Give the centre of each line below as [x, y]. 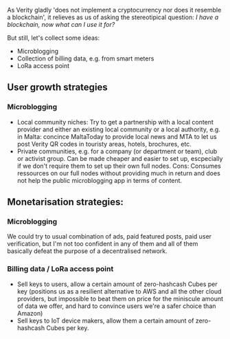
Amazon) [30, 313]
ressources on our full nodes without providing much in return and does [119, 173]
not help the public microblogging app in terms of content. [100, 180]
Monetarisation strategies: [65, 202]
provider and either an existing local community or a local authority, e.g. [119, 129]
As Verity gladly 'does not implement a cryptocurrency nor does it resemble [114, 10]
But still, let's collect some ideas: [54, 38]
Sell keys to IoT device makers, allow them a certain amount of [105, 320]
